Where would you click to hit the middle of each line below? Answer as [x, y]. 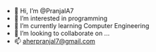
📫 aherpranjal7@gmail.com [54, 41]
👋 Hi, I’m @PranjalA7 [44, 11]
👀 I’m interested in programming [61, 18]
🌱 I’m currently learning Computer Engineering [82, 26]
